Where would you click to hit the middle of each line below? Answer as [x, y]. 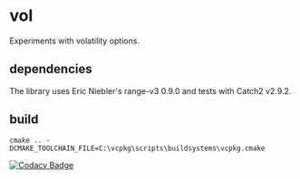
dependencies [51, 69]
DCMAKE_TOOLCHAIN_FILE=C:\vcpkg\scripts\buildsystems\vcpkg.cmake [137, 148]
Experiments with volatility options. [75, 41]
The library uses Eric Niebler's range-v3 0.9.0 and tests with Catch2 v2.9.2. [150, 90]
